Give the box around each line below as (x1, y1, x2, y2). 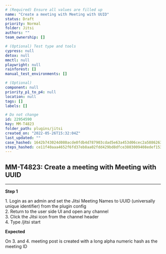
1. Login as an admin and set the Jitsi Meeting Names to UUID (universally (5, 198, 156, 204)
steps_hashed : (5, 145, 35, 150)
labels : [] (5, 103, 28, 108)
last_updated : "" (5, 135, 41, 140)
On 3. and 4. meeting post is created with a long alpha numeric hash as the (5, 238, 158, 244)
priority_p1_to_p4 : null (5, 90, 56, 95)
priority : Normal (5, 21, 41, 26)
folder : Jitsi (5, 26, 35, 31)
